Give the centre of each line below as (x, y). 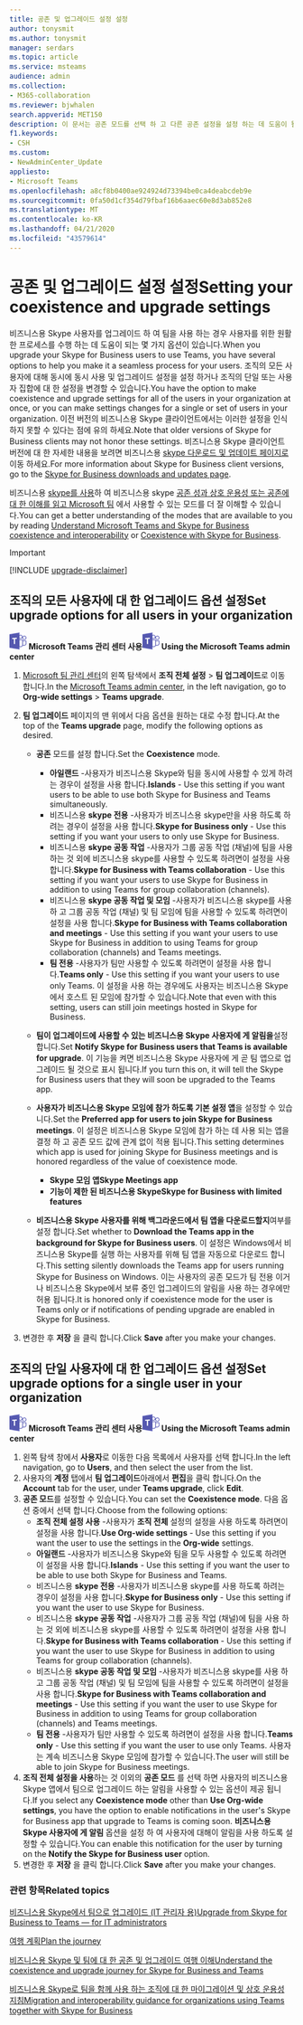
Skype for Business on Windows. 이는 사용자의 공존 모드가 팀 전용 (155, 1276)
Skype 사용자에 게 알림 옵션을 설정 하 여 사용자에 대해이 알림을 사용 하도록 (153, 1832)
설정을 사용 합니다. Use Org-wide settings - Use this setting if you (156, 1533)
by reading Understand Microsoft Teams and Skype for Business (129, 525)
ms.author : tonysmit (48, 38)
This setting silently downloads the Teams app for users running (165, 1265)
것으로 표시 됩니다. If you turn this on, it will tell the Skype (180, 1069)
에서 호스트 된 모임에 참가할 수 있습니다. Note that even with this (163, 997)
